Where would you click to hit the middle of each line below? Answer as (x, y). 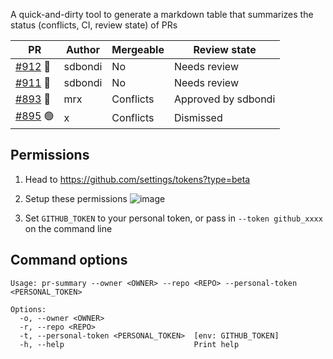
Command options (69, 260)
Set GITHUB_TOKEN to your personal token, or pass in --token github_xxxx (173, 218)
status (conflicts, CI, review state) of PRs (94, 25)
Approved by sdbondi (224, 99)
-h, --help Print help (129, 344)
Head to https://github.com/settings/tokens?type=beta (137, 179)
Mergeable (138, 49)
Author (82, 49)
